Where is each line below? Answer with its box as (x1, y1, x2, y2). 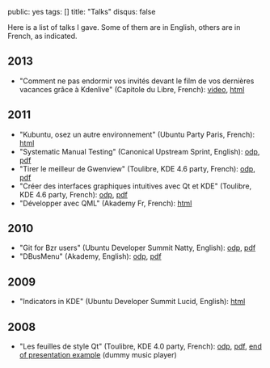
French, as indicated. (7, 32, 78, 40)
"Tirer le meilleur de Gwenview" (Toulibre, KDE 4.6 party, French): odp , (19, 163, 255, 173)
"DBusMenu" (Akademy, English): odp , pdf (19, 252, 162, 261)
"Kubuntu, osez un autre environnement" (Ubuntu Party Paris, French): (19, 129, 255, 139)
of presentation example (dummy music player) (19, 350, 177, 360)
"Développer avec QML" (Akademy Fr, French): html (19, 198, 192, 208)
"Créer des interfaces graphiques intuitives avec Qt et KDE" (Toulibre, (19, 181, 252, 191)
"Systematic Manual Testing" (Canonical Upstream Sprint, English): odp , (19, 146, 260, 156)
